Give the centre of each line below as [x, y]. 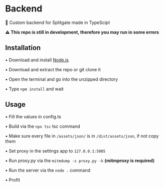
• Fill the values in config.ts [33, 116]
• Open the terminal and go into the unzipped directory [62, 79]
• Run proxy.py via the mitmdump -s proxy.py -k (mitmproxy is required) [80, 161]
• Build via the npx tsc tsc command [43, 126]
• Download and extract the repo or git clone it [53, 69]
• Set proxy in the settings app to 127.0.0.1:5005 [55, 151]
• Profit [13, 180]
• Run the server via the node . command [48, 170]
